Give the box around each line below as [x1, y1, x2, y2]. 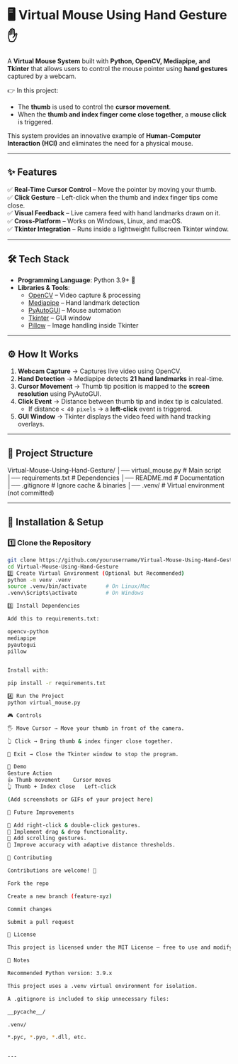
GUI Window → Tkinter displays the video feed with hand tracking [17, 412, 211, 421]
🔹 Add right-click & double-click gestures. [7, 822, 141, 829]
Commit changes [7, 906, 52, 913]
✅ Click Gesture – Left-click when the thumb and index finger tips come [7, 193, 218, 201]
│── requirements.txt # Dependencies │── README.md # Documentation [7, 473, 225, 482]
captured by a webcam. [7, 72, 76, 80]
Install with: [7, 667, 50, 674]
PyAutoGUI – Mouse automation [28, 306, 122, 314]
